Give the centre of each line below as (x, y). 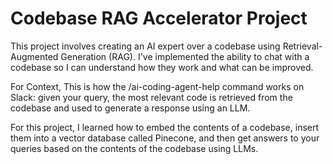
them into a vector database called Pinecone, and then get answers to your (165, 138)
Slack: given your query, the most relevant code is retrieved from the (151, 97)
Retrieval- (302, 46)
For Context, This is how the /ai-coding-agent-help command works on (157, 86)
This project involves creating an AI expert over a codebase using (145, 46)
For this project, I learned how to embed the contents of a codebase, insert (165, 127)
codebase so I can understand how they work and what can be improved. (162, 67)
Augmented (34, 56)
